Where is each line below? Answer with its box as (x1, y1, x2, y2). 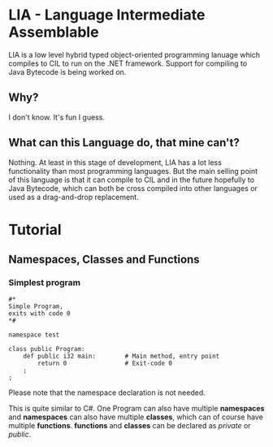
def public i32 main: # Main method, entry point (23, 352, 220, 361)
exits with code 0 (8, 310, 71, 318)
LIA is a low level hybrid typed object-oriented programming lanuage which (8, 50, 261, 59)
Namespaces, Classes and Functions (8, 253, 201, 267)
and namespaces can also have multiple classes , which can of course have (8, 412, 264, 422)
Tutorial (8, 220, 63, 239)
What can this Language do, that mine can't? (8, 136, 240, 150)
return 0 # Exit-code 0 (37, 359, 173, 367)
